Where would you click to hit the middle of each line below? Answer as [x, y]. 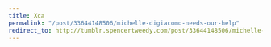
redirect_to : [30, 30]
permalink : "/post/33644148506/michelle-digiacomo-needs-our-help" [124, 23]
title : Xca [27, 16]
